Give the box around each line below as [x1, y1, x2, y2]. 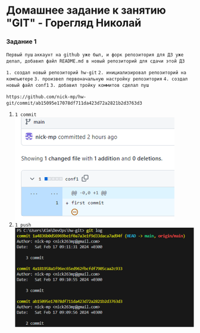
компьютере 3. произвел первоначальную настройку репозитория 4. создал [6, 76, 188, 82]
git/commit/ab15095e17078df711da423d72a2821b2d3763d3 [6, 100, 143, 106]
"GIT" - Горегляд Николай [6, 16, 142, 30]
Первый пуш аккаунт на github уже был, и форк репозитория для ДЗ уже [6, 52, 184, 58]
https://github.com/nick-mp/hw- [6, 94, 86, 100]
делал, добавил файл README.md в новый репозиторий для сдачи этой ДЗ [6, 58, 185, 64]
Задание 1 [6, 37, 37, 46]
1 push [14, 222, 32, 228]
